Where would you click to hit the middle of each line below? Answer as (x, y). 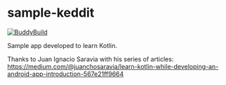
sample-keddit (51, 13)
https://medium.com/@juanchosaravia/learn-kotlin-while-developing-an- (113, 66)
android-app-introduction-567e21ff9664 (66, 74)
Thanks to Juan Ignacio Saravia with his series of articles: (91, 59)
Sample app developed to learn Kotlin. (62, 45)
